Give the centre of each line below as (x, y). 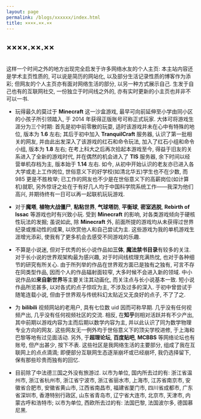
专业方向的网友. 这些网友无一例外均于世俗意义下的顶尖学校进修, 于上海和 (105, 330)
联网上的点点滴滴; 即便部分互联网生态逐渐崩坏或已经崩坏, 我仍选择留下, (103, 352)
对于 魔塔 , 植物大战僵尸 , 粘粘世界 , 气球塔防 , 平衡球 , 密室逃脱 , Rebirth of (102, 207)
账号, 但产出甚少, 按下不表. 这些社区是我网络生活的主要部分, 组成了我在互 (105, 345)
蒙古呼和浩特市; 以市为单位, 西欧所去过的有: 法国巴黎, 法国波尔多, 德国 (101, 403)
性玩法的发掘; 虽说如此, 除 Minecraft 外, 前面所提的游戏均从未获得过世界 (104, 222)
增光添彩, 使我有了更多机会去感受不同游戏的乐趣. (80, 237)
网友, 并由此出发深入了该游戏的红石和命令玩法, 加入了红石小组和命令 (110, 142)
